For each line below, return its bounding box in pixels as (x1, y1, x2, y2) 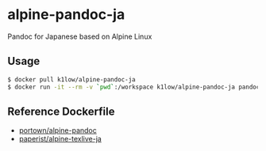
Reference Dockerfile (7, 104, 115, 118)
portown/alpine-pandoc (18, 126, 97, 135)
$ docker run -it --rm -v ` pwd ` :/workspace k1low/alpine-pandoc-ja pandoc (7, 83, 260, 91)
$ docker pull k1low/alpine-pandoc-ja (7, 75, 136, 84)
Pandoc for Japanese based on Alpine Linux (7, 32, 152, 41)
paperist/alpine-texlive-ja (18, 134, 102, 144)
